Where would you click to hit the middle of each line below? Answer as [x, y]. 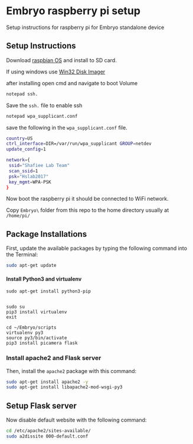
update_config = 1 [26, 149]
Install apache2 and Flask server [54, 358]
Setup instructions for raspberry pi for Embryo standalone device [85, 27]
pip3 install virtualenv [37, 312]
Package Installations [47, 234]
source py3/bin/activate [37, 338]
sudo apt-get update [32, 266]
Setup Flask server [41, 406]
